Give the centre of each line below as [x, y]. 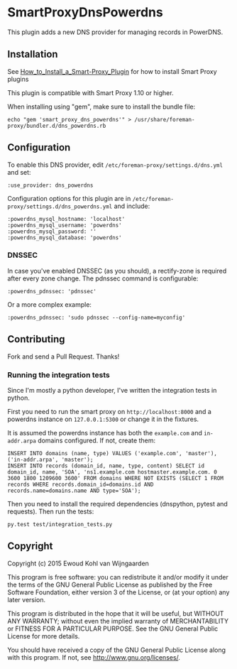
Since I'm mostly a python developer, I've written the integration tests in [112, 390]
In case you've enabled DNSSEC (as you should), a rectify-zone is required [117, 271]
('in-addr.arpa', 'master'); [50, 459]
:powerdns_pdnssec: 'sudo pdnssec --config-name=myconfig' [97, 317]
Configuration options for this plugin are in [69, 198]
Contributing [36, 339]
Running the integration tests [59, 375]
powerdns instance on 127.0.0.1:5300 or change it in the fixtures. [103, 419]
